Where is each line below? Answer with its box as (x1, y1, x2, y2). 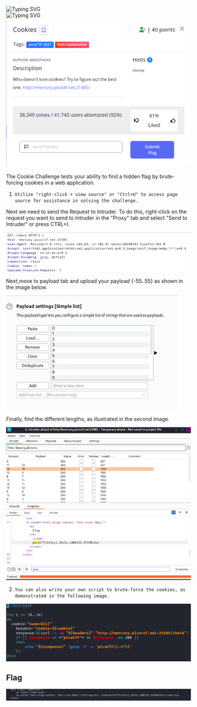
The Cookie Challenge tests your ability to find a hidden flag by (6, 173, 158, 180)
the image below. (6, 284, 47, 291)
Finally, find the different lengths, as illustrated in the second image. (6, 416, 170, 423)
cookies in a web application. (24, 179, 95, 186)
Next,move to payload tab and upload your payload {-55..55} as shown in (6, 278, 184, 285)
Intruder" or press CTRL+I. (6, 220, 70, 227)
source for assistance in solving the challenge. (14, 197, 139, 204)
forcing (6, 179, 23, 186)
